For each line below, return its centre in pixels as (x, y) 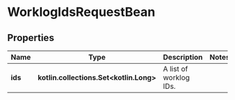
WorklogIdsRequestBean (81, 12)
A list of (176, 69)
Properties (31, 38)
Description (183, 57)
